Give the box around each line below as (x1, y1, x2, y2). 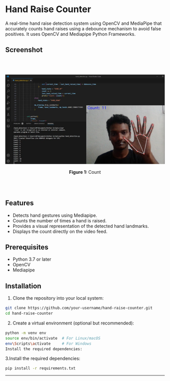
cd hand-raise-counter (5, 311, 53, 316)
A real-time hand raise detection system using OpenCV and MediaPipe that (5, 20, 162, 26)
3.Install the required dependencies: (5, 355, 80, 362)
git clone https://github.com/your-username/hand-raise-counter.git (5, 306, 153, 311)
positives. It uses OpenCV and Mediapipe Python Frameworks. (5, 31, 136, 37)
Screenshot (5, 45, 43, 54)
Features (5, 199, 34, 208)
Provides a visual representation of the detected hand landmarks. (12, 223, 149, 229)
